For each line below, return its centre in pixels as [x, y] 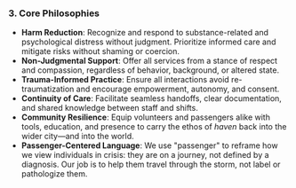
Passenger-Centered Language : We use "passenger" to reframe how [149, 145]
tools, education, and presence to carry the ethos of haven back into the [154, 127]
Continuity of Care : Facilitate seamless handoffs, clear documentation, [151, 98]
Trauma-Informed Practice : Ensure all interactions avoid [125, 80]
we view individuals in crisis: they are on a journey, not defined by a [145, 155]
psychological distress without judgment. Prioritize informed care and [148, 42]
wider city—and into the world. [77, 137]
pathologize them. [54, 174]
